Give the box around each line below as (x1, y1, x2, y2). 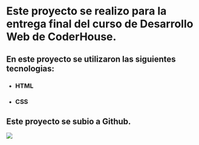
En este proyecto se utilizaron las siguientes (6, 54, 176, 64)
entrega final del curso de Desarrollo (6, 17, 194, 31)
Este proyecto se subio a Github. (6, 116, 131, 126)
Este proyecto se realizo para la (6, 4, 167, 18)
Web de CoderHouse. (6, 30, 117, 43)
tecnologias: (6, 63, 54, 74)
